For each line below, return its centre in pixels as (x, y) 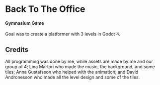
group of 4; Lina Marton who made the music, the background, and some (80, 67)
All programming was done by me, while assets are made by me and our (79, 62)
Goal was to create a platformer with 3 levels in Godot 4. (63, 34)
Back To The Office (45, 9)
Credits (17, 50)
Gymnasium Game (25, 23)
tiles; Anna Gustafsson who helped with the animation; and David (72, 72)
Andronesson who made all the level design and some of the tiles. (73, 77)
